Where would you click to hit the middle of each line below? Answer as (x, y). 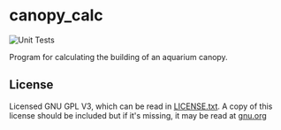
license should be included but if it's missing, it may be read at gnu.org (138, 115)
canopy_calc (56, 15)
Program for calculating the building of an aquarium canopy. (118, 57)
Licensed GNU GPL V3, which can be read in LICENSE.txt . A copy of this (141, 106)
